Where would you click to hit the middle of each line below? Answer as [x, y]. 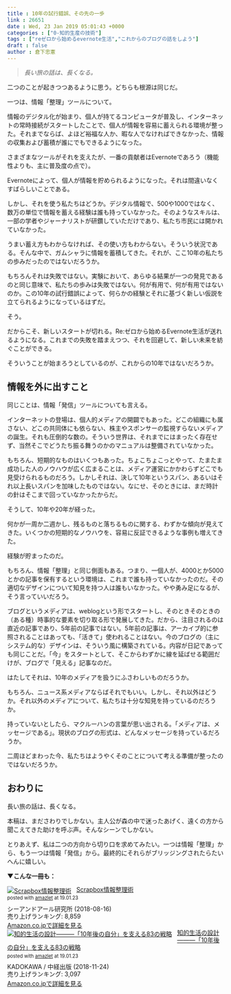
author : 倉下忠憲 [32, 52]
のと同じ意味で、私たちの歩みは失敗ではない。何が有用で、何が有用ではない [115, 284]
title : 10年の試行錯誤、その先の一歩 [56, 13]
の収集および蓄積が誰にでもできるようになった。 [76, 142]
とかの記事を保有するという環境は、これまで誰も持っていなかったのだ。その [115, 579]
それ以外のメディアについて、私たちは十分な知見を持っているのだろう [118, 700]
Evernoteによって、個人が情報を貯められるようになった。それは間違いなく [113, 180]
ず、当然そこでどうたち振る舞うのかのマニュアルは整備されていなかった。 [112, 445]
